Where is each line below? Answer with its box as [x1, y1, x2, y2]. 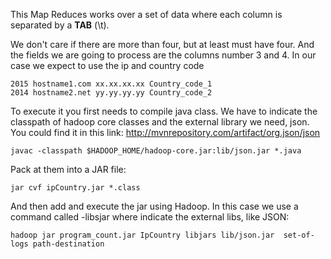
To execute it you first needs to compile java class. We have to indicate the [10, 105, 318, 117]
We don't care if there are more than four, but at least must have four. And [10, 39, 315, 50]
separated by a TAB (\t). [10, 19, 110, 31]
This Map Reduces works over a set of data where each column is [10, 9, 283, 20]
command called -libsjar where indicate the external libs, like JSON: [10, 211, 290, 223]
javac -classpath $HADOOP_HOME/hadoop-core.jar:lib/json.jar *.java [10, 146, 302, 156]
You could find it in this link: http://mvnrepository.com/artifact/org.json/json [10, 127, 321, 138]
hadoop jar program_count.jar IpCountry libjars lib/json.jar [10, 230, 275, 240]
